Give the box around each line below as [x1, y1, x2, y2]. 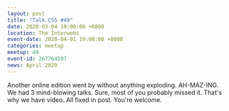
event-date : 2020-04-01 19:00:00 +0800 [7, 36, 124, 43]
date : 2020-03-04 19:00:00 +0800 [7, 23, 105, 30]
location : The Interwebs [7, 29, 80, 37]
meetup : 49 [7, 49, 39, 56]
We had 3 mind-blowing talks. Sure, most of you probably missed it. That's [7, 88, 222, 96]
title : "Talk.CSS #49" [7, 17, 73, 24]
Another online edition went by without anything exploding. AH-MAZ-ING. [7, 80, 219, 89]
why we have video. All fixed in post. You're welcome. [7, 95, 163, 104]
